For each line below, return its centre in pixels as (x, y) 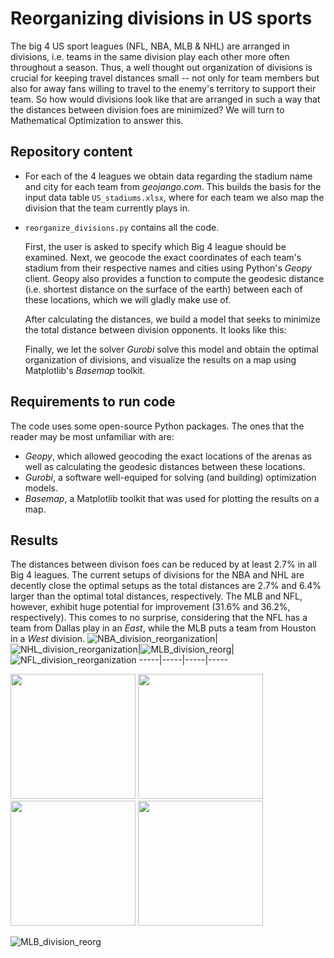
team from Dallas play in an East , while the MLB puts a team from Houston (163, 628)
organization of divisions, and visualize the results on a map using (160, 359)
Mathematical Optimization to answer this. (97, 120)
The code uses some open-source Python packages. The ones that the (157, 426)
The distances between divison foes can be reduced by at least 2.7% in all (163, 564)
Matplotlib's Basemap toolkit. (85, 370)
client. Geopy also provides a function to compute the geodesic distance (174, 278)
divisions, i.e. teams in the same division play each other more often (150, 56)
